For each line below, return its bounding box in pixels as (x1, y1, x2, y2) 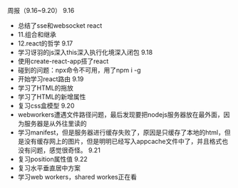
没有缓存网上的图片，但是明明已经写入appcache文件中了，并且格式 (24, 137, 222, 145)
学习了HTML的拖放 (17, 84, 73, 92)
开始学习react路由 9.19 (17, 75, 84, 83)
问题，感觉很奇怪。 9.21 (30, 146, 101, 155)
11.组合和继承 (17, 31, 57, 38)
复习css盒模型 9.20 (17, 102, 75, 110)
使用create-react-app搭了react (17, 57, 109, 66)
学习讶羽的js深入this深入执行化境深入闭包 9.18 (17, 48, 153, 56)
